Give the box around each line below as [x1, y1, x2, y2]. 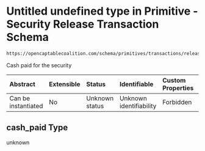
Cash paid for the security [6, 61, 72, 68]
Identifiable [119, 79, 154, 88]
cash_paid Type [6, 122, 68, 133]
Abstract [9, 79, 35, 88]
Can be [9, 94, 31, 102]
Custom [162, 76, 186, 84]
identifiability [119, 101, 157, 110]
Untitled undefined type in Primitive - [6, 4, 198, 18]
